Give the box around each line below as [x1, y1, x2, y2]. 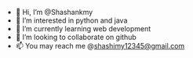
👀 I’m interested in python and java [15, 16, 128, 25]
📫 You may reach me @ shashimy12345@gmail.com [15, 42, 185, 50]
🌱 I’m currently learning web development [15, 24, 151, 33]
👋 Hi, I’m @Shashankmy [15, 8, 93, 16]
